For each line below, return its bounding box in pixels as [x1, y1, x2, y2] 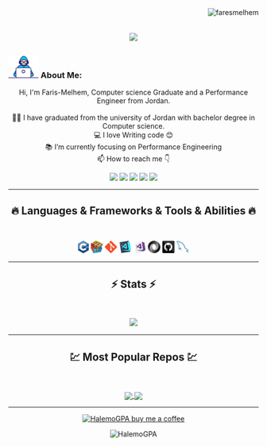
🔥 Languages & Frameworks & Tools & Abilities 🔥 [10, 204, 257, 217]
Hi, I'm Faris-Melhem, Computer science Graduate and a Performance [18, 87, 249, 98]
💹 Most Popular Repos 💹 [69, 350, 198, 363]
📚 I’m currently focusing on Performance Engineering [44, 142, 222, 152]
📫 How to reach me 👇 [96, 154, 171, 163]
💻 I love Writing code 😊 [94, 130, 173, 140]
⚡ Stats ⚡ [110, 277, 157, 290]
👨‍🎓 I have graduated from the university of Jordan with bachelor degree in [11, 113, 256, 122]
